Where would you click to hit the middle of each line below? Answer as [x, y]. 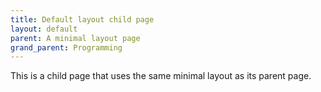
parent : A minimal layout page [75, 38]
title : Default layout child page [82, 19]
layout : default [44, 29]
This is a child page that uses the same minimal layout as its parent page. [161, 76]
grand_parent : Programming [66, 47]
